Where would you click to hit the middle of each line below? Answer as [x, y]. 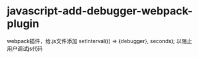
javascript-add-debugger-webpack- [100, 11]
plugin [23, 24]
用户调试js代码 [25, 48]
